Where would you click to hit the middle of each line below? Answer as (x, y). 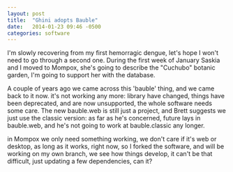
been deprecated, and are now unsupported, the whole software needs (110, 103)
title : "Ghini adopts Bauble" (53, 20)
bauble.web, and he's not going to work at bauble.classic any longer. (106, 125)
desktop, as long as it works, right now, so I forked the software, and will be (116, 146)
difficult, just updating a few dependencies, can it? (80, 162)
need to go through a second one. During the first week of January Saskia (114, 61)
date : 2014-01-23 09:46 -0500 (54, 26)
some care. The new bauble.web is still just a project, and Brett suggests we (117, 111)
